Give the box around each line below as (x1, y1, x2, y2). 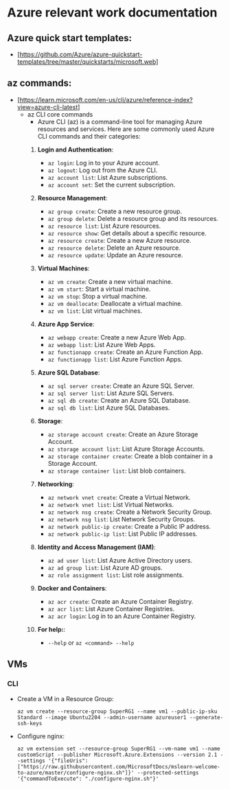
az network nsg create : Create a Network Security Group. (47, 508, 213, 516)
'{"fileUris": (47, 757, 89, 764)
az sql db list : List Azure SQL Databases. (47, 403, 170, 412)
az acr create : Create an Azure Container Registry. (47, 597, 194, 605)
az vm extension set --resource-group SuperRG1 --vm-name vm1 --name (16, 745, 221, 752)
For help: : (37, 625, 66, 633)
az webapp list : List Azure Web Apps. (47, 340, 156, 349)
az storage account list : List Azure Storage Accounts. (47, 445, 205, 453)
